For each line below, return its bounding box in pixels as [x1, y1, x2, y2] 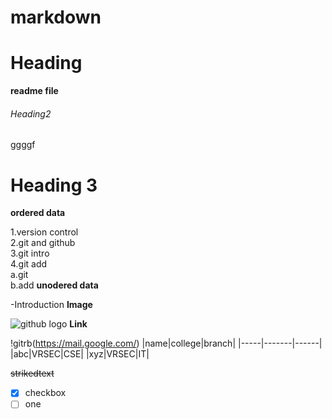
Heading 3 [10, 174, 98, 196]
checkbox [24, 387, 67, 399]
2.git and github [10, 237, 76, 249]
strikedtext [10, 367, 55, 380]
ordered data [10, 207, 66, 219]
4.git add [10, 258, 48, 270]
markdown [10, 6, 102, 29]
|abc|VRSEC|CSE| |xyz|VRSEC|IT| [10, 348, 150, 360]
